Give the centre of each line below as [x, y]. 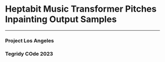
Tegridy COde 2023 [29, 54]
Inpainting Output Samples [61, 19]
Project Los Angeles [29, 41]
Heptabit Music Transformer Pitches [81, 9]
